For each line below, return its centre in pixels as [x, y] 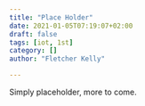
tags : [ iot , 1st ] [41, 42]
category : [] [33, 51]
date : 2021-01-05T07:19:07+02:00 [71, 26]
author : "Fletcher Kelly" [57, 59]
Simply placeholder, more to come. [73, 92]
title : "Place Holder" [51, 17]
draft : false [33, 34]
